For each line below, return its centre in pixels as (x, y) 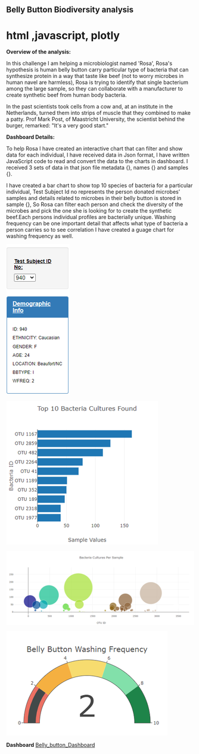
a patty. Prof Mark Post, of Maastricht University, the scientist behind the (96, 119)
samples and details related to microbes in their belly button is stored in (94, 198)
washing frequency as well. (40, 236)
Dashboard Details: (30, 137)
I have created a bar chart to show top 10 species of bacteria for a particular (99, 186)
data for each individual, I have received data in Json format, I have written (98, 155)
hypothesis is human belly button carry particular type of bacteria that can (97, 70)
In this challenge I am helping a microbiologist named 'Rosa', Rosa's (89, 63)
